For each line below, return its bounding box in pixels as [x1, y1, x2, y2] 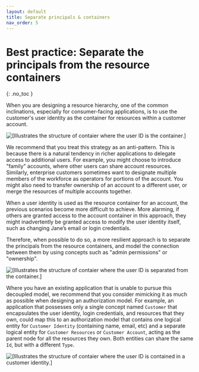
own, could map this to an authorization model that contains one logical [6, 316, 181, 323]
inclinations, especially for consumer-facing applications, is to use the [6, 108, 178, 115]
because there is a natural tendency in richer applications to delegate [6, 150, 176, 157]
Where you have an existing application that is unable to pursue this [6, 285, 172, 292]
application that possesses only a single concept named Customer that [6, 304, 178, 311]
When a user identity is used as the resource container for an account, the [6, 200, 188, 207]
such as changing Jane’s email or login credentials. [6, 225, 131, 232]
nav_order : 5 [6, 20, 39, 26]
